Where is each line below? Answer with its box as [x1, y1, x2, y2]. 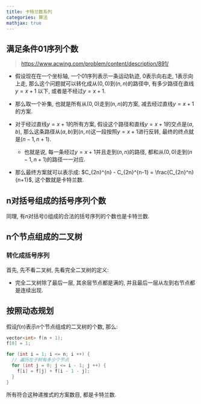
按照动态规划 [6, 306, 54, 316]
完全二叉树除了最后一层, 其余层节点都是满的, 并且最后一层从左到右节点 [14, 279, 190, 286]
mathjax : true [6, 20, 42, 26]
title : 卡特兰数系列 [6, 8, 52, 15]
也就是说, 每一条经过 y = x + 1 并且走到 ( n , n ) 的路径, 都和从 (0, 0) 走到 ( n [23, 148, 193, 156]
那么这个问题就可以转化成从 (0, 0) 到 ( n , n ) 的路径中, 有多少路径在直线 [28, 80, 194, 87]
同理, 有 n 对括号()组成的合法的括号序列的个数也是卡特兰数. [6, 213, 150, 219]
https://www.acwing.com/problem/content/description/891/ [20, 60, 169, 67]
